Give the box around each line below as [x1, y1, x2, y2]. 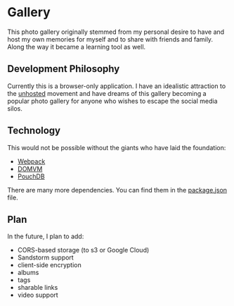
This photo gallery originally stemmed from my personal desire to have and [7, 27, 225, 36]
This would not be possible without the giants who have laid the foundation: [7, 143, 226, 152]
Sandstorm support [17, 253, 74, 262]
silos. [7, 104, 22, 113]
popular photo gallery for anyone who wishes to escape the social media [7, 97, 218, 105]
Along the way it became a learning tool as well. [7, 42, 146, 51]
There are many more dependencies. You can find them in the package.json [7, 185, 227, 194]
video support [17, 290, 58, 300]
